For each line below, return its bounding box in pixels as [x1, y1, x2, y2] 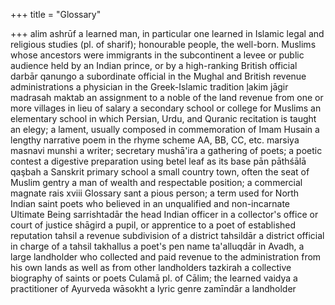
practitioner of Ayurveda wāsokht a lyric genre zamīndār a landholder [10, 283, 297, 294]
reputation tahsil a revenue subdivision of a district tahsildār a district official [10, 230, 325, 241]
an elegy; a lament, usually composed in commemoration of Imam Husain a [10, 124, 320, 135]
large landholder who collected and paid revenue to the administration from [10, 251, 322, 263]
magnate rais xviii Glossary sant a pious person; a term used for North [10, 187, 300, 199]
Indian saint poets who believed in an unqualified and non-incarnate [10, 198, 290, 209]
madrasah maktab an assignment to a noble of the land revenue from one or [10, 92, 324, 103]
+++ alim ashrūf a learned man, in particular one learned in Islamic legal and [10, 28, 325, 39]
